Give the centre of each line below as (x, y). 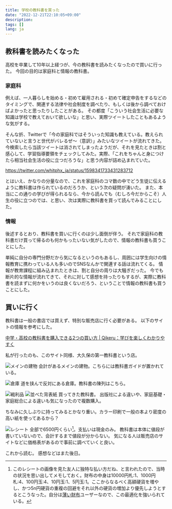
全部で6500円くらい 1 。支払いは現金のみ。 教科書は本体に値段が (97, 429)
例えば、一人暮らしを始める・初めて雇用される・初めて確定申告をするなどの (86, 98)
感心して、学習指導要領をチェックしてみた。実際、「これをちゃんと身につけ (85, 154)
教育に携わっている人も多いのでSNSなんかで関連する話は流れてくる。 (83, 264)
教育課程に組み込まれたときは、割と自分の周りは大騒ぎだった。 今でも (89, 270)
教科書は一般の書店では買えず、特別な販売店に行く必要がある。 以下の (80, 321)
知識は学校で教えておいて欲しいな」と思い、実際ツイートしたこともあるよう (86, 117)
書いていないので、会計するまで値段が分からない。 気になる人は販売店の (82, 436)
